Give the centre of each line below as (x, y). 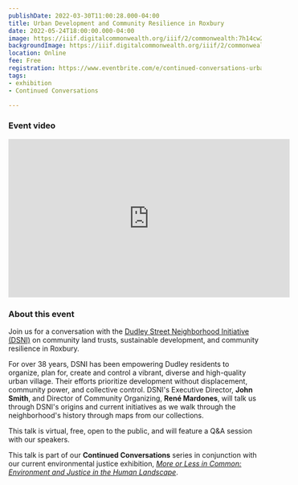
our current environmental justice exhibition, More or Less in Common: (125, 463)
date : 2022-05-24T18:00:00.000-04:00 (71, 31)
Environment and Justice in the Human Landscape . (93, 472)
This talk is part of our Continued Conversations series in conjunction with (133, 454)
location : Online (37, 53)
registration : (32, 68)
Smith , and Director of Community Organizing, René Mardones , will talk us (133, 398)
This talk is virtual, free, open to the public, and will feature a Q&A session (131, 430)
